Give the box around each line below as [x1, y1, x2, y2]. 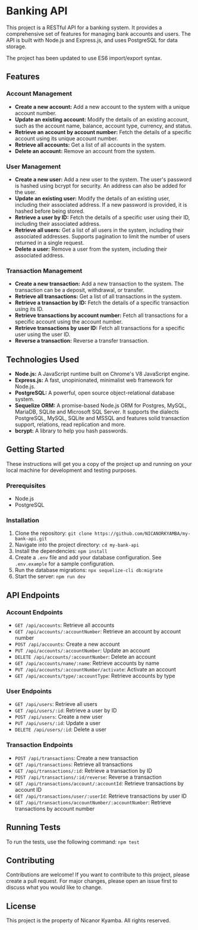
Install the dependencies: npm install [14, 548, 108, 555]
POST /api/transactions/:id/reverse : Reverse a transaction [14, 773, 162, 780]
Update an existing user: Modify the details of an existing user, [14, 195, 171, 202]
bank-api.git [14, 536, 48, 542]
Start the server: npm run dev [14, 573, 86, 580]
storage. [6, 43, 27, 50]
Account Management [6, 89, 73, 98]
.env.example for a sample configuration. [14, 560, 115, 567]
